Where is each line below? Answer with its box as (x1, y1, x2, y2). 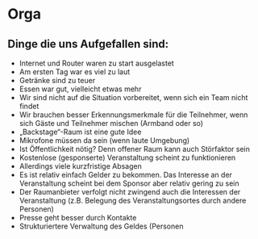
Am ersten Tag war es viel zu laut (19, 67, 131, 77)
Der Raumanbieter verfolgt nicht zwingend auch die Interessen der (19, 187, 241, 196)
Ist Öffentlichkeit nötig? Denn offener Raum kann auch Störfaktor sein (19, 145, 251, 153)
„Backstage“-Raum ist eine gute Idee (19, 127, 142, 136)
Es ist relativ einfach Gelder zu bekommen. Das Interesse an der (19, 170, 233, 179)
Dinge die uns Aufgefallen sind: (7, 37, 169, 51)
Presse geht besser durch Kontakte (19, 213, 137, 222)
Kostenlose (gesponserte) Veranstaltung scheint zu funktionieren (19, 153, 236, 162)
